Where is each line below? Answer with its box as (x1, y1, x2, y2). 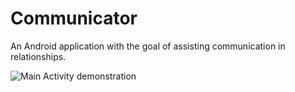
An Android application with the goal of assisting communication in (10, 40, 286, 52)
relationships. (10, 50, 67, 62)
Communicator (10, 7, 138, 30)
